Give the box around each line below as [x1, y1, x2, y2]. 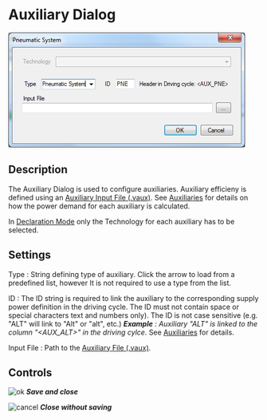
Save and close [26, 387, 78, 397]
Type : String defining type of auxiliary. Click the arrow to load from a [8, 269, 235, 279]
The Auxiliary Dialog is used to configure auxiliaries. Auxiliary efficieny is [8, 184, 247, 193]
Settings [8, 248, 52, 262]
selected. [8, 225, 39, 235]
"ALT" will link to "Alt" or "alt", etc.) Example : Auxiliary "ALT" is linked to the [8, 319, 258, 328]
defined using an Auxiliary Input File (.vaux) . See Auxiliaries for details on [8, 192, 249, 202]
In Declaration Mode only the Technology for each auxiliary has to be [8, 216, 235, 226]
